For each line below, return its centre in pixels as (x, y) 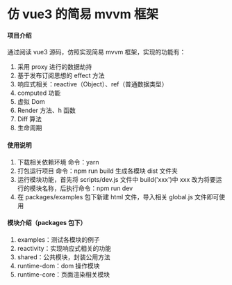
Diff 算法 (30, 119)
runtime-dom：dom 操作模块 (58, 265)
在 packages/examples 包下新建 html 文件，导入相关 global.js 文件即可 (118, 197)
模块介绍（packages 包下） (47, 223)
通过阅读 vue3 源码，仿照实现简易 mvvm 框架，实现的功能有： (97, 52)
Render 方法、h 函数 (47, 110)
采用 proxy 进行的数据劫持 (55, 67)
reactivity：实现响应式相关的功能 (64, 248)
